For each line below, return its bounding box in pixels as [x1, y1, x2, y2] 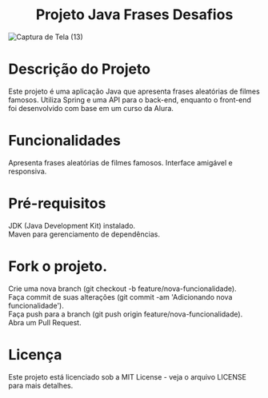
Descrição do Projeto [8, 60, 150, 78]
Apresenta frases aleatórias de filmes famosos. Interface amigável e [8, 157, 234, 167]
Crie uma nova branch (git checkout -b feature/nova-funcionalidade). [8, 284, 238, 293]
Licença [8, 345, 62, 364]
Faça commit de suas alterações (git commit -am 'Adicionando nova [8, 292, 233, 301]
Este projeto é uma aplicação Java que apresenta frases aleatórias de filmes [8, 86, 260, 96]
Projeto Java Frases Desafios [35, 6, 234, 24]
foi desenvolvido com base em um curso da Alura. [8, 103, 174, 113]
